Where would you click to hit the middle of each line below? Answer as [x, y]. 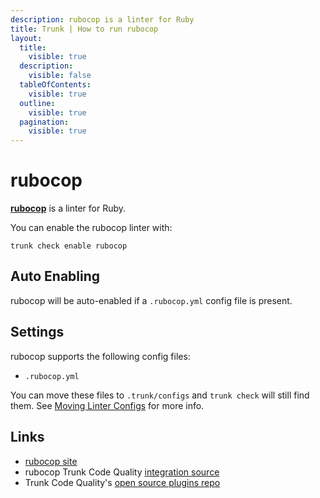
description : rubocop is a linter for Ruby [102, 19]
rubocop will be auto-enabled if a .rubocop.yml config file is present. [151, 300]
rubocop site [51, 461]
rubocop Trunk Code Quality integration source [122, 472]
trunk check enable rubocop [69, 246]
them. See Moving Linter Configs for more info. [107, 405]
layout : [26, 38]
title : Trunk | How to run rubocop [84, 29]
